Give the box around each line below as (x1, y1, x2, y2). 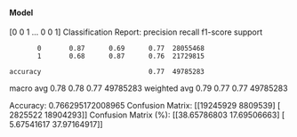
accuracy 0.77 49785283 (9, 68, 205, 77)
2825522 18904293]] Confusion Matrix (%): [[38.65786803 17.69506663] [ (9, 109, 285, 120)
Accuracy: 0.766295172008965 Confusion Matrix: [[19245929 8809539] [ (9, 101, 281, 111)
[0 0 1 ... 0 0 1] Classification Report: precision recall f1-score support (9, 27, 263, 37)
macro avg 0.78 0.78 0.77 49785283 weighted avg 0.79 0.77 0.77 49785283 (9, 83, 288, 93)
